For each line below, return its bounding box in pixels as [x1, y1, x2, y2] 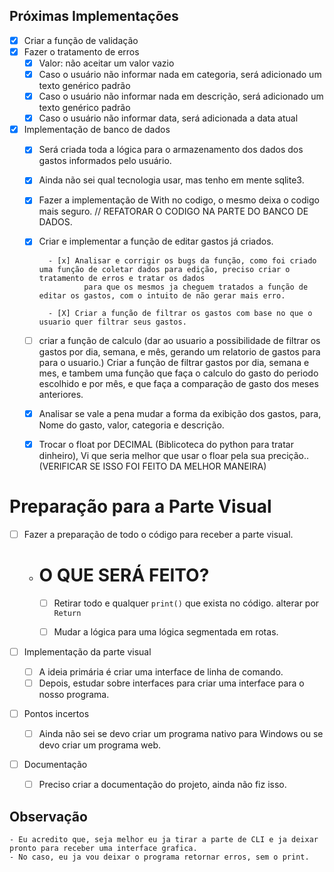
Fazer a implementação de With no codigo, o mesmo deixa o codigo [38, 194, 320, 206]
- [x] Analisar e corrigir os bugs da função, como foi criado [47, 255, 317, 266]
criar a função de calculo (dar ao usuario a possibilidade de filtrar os [38, 334, 321, 346]
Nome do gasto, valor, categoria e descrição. [38, 419, 225, 431]
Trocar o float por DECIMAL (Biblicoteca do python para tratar [38, 438, 294, 450]
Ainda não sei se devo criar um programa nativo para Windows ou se [38, 728, 324, 739]
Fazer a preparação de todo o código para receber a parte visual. [23, 528, 294, 540]
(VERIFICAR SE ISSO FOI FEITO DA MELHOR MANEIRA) [38, 460, 267, 472]
